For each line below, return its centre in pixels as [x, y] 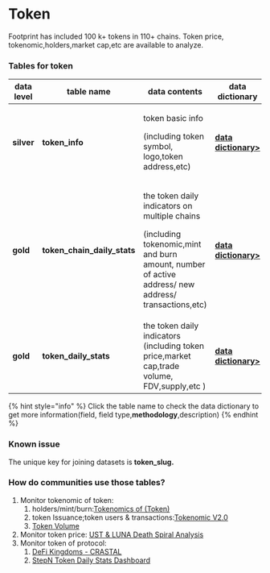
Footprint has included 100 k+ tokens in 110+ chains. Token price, [116, 36]
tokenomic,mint [172, 244]
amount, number [174, 264]
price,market [167, 356]
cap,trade [162, 366]
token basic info [173, 118]
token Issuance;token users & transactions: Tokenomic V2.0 [130, 517]
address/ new [169, 284]
